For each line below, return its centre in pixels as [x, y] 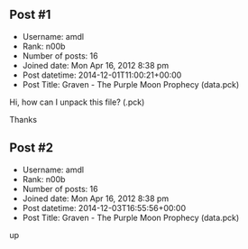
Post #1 [30, 15]
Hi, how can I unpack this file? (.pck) [77, 102]
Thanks [23, 119]
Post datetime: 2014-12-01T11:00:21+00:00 [102, 75]
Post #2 [32, 148]
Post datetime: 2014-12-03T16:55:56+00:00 [104, 207]
